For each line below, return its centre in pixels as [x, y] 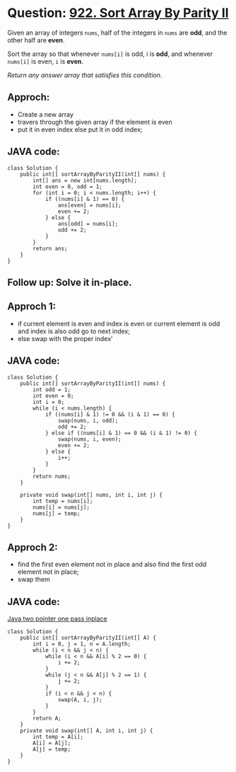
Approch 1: [32, 307]
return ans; [51, 248]
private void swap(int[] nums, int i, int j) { [91, 495]
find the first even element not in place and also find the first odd [112, 565]
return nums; [52, 476]
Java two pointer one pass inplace [57, 619]
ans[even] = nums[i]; [89, 205]
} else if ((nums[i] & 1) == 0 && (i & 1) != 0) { [121, 433]
